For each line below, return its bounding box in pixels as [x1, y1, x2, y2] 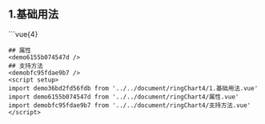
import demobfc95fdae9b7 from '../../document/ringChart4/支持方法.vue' [8, 101, 251, 110]
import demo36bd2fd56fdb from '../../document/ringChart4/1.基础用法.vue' [8, 84, 259, 92]
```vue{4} [8, 29, 38, 38]
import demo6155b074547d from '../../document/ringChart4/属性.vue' [8, 93, 239, 101]
